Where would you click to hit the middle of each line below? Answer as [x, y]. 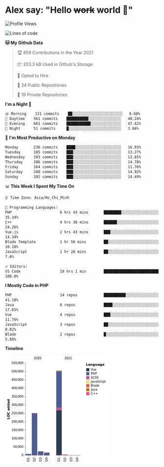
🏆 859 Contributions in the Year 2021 [55, 52]
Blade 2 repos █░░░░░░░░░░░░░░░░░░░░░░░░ [82, 334]
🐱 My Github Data [24, 43]
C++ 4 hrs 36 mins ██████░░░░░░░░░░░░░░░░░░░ [82, 222]
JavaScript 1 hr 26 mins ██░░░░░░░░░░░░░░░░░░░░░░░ [82, 252]
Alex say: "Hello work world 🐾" [69, 10]
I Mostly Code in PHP [27, 285]
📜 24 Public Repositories [42, 85]
